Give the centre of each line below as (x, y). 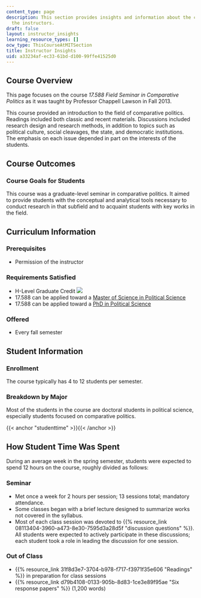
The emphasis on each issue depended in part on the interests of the (91, 138)
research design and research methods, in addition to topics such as (91, 126)
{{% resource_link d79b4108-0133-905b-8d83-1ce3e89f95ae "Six (97, 582)
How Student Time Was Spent (63, 447)
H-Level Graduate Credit (45, 291)
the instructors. (33, 23)
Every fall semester (39, 333)
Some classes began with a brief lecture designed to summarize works (102, 509)
